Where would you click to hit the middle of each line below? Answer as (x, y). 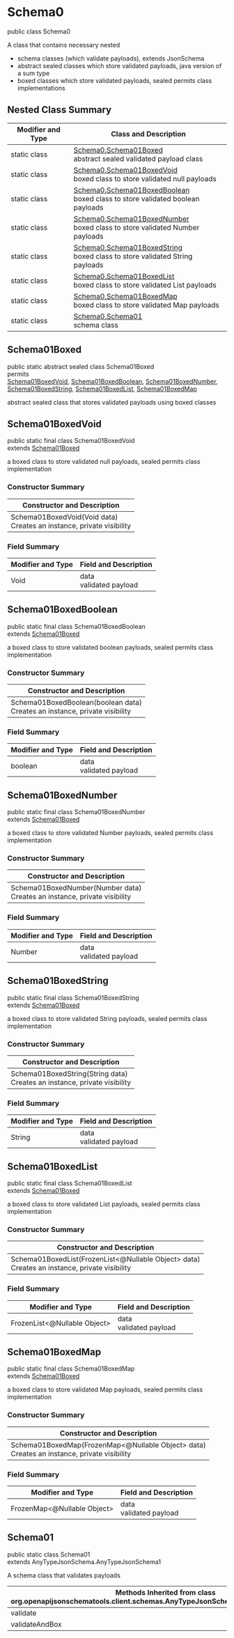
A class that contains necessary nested (64, 45)
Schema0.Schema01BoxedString (128, 247)
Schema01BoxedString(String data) (69, 1073)
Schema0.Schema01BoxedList (124, 276)
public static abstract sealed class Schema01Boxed (81, 366)
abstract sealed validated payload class (138, 159)
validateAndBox (37, 1624)
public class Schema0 (39, 31)
